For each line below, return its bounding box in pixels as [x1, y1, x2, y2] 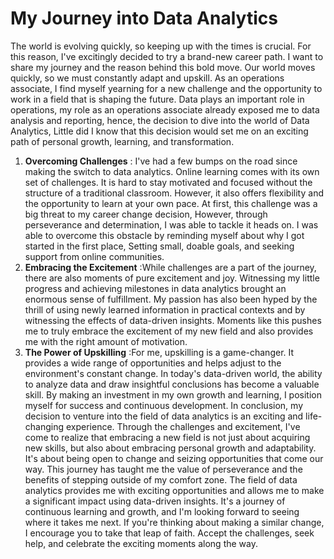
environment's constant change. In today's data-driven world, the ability [24, 367, 323, 379]
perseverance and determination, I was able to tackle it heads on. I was [24, 218, 319, 231]
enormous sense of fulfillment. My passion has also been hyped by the [24, 293, 318, 305]
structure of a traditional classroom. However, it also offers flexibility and [24, 187, 324, 199]
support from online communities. [24, 250, 165, 262]
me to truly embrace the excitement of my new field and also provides [24, 325, 314, 337]
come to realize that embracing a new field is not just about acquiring [24, 431, 311, 443]
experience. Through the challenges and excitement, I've [65, 420, 301, 432]
